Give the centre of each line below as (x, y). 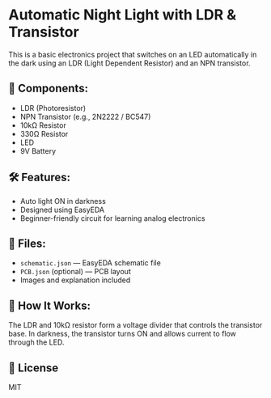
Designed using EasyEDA (62, 210)
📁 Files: (27, 243)
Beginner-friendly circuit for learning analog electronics (112, 218)
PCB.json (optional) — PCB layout (75, 272)
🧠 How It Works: (50, 305)
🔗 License (34, 368)
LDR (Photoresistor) (53, 108)
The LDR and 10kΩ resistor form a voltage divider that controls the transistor (135, 325)
